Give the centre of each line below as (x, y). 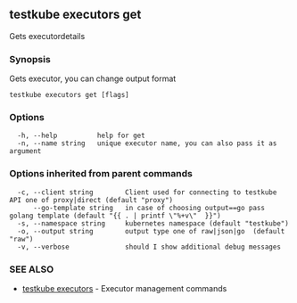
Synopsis (30, 59)
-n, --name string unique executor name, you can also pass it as (147, 143)
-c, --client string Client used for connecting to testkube (147, 192)
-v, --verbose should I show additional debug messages (149, 247)
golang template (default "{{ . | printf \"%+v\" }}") (115, 216)
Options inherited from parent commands (101, 174)
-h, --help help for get (81, 136)
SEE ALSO (32, 269)
